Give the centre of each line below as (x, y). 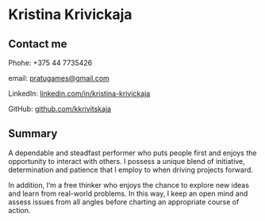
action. (19, 210)
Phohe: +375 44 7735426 (50, 63)
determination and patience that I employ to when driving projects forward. (131, 170)
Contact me (38, 44)
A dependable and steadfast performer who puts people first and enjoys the (132, 153)
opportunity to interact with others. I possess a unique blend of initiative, (127, 161)
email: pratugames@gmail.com (59, 78)
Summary (33, 133)
